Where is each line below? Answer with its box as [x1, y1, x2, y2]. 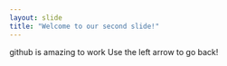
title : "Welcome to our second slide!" [9, 22, 160, 31]
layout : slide [9, 13, 63, 23]
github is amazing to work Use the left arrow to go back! [9, 46, 219, 57]
